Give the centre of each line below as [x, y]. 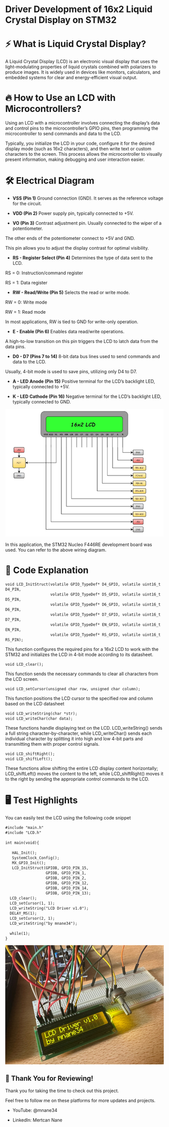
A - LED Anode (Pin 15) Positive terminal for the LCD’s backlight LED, [83, 381]
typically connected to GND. [42, 402]
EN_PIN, [13, 630]
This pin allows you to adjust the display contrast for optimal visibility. [77, 248]
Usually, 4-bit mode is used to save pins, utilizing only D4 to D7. [71, 371]
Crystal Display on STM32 [61, 20]
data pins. [16, 347]
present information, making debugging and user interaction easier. [75, 159]
